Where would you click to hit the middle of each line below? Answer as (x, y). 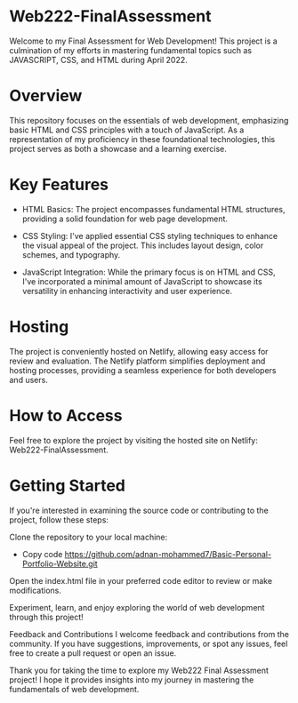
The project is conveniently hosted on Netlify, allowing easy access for (139, 351)
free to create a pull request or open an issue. (93, 653)
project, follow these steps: (59, 519)
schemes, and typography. (71, 254)
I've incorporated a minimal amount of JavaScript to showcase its (142, 281)
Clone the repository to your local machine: (89, 537)
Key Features (59, 185)
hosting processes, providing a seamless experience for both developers (143, 370)
